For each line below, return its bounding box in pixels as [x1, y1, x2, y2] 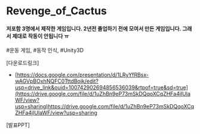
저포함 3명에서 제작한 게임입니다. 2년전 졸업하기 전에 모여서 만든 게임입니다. [6, 25, 181, 32]
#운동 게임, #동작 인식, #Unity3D [6, 46, 84, 54]
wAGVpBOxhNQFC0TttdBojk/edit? [14, 77, 99, 85]
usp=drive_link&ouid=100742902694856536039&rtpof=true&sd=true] [14, 84, 188, 91]
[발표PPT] [6, 121, 30, 129]
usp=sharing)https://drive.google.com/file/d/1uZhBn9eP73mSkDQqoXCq [14, 103, 195, 110]
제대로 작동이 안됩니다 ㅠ [12, 32, 69, 39]
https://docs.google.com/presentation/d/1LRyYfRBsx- [17, 71, 149, 79]
